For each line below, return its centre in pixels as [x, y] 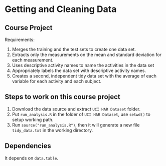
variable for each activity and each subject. [57, 81]
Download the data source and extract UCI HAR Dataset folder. [76, 109]
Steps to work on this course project [63, 97]
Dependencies [28, 146]
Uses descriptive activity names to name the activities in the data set [83, 65]
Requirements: [20, 39]
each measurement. [33, 60]
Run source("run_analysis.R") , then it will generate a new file [76, 125]
